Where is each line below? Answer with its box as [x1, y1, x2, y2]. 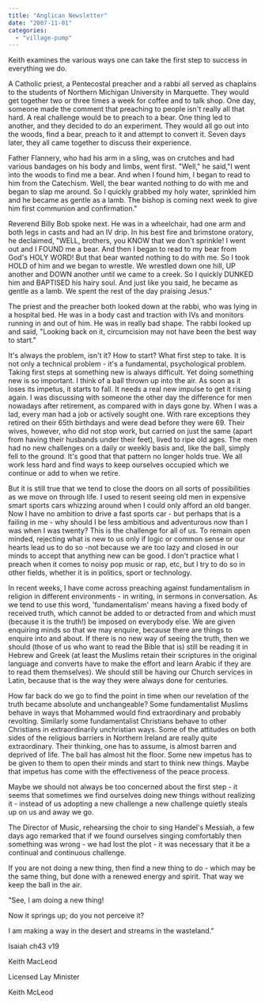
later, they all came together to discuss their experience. [8, 138, 191, 147]
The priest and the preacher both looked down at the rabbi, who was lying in [8, 302, 258, 311]
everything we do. [8, 64, 67, 74]
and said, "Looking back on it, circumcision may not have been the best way [8, 327, 257, 336]
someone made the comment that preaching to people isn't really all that [8, 104, 245, 114]
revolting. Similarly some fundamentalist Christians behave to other [8, 716, 227, 726]
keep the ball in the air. [8, 880, 82, 890]
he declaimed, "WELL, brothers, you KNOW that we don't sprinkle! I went [8, 236, 247, 245]
